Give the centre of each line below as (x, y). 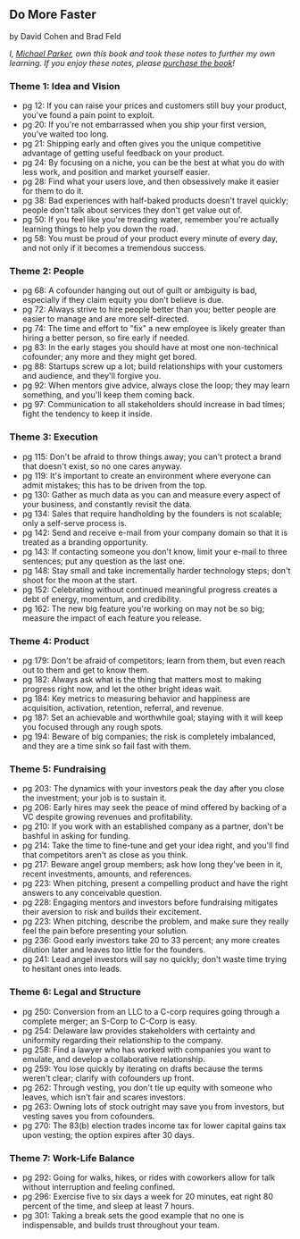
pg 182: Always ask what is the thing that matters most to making (142, 679)
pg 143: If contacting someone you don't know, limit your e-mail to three (154, 551)
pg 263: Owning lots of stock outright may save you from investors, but (153, 1106)
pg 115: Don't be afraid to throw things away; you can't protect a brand (152, 456)
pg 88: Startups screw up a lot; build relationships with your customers (152, 366)
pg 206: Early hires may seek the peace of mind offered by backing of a (154, 808)
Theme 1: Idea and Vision (65, 86)
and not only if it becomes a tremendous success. (114, 248)
